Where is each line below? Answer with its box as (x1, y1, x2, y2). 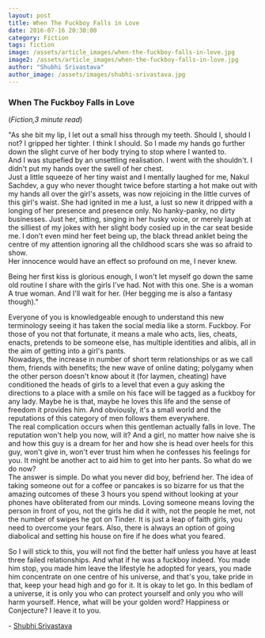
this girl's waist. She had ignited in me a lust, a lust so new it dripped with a (8, 197, 253, 207)
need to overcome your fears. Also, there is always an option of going (8, 522, 236, 532)
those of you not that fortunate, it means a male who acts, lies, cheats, (8, 329, 237, 338)
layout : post (8, 11, 51, 20)
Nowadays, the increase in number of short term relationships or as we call (8, 354, 253, 364)
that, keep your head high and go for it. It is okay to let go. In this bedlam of (8, 580, 253, 590)
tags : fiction (8, 41, 55, 49)
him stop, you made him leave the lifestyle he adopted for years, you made (8, 564, 252, 573)
